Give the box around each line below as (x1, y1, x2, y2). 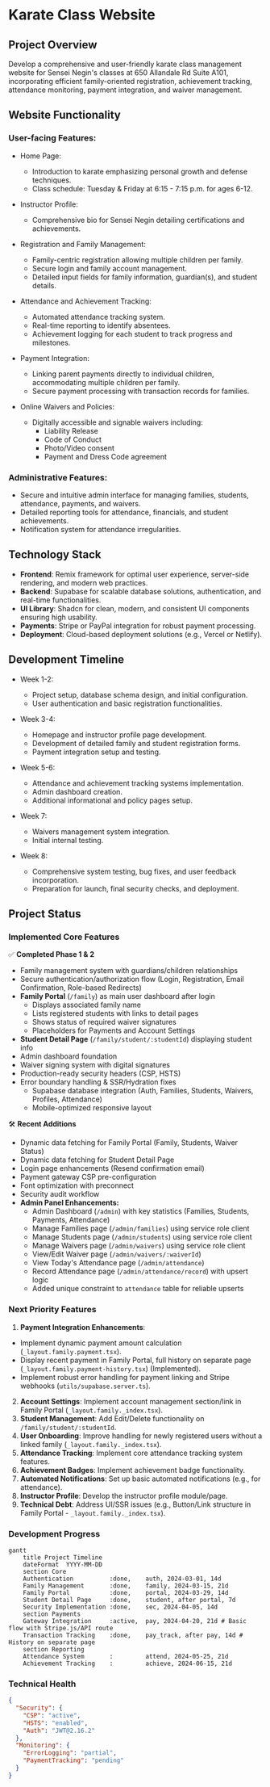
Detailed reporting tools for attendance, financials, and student (19, 507, 229, 517)
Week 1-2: (19, 674, 54, 684)
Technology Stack (8, 547, 102, 562)
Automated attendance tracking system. (31, 312, 165, 321)
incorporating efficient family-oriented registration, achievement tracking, (8, 77, 252, 86)
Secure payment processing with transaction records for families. (31, 386, 250, 396)
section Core (23, 1567, 67, 1575)
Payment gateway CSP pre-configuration (19, 1172, 157, 1182)
